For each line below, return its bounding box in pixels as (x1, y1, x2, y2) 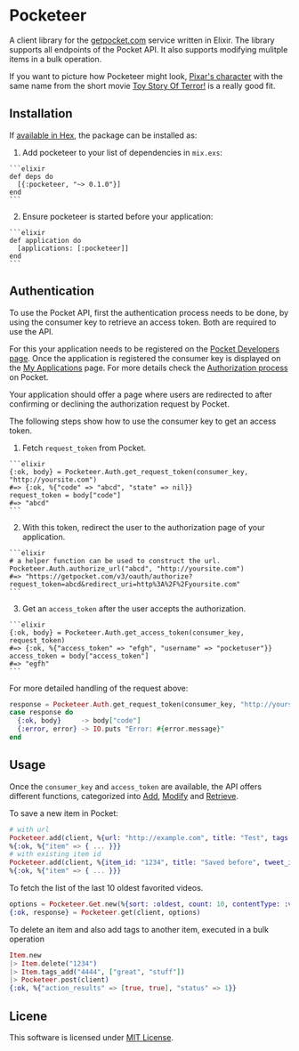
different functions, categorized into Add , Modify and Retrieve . (9, 790, 238, 801)
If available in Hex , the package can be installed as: (9, 130, 198, 141)
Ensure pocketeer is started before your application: (21, 211, 214, 222)
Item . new (9, 950, 42, 959)
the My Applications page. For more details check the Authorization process (9, 362, 288, 373)
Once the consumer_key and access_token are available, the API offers (9, 780, 263, 792)
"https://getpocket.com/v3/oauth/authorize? (25, 571, 193, 581)
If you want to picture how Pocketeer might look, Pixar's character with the (9, 70, 283, 81)
